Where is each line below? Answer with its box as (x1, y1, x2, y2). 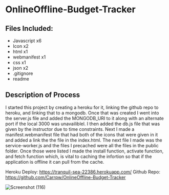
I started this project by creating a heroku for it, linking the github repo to (5, 104, 159, 110)
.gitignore (12, 70, 33, 76)
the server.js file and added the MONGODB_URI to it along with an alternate (5, 115, 164, 121)
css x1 (12, 60, 26, 65)
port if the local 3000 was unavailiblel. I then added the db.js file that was (5, 121, 160, 127)
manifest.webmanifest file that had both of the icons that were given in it (5, 131, 158, 138)
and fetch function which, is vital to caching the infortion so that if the (5, 153, 152, 160)
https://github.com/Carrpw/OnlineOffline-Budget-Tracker (5, 174, 126, 180)
